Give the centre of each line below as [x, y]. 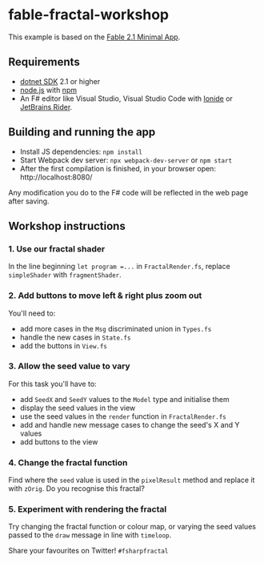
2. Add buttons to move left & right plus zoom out [105, 296]
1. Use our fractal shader [57, 248]
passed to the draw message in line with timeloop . [90, 535]
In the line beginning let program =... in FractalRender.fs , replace [119, 267]
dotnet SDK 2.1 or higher [60, 81]
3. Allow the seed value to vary [69, 366]
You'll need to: [32, 313]
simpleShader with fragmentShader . [65, 275]
